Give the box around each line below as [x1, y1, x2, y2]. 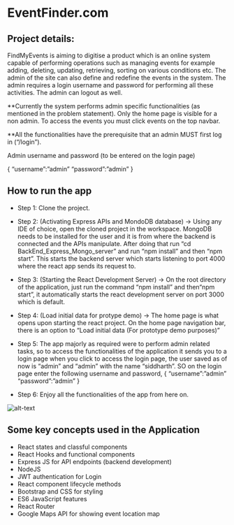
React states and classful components [17, 443, 128, 451]
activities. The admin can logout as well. [7, 89, 123, 96]
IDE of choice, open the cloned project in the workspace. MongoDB [17, 224, 212, 233]
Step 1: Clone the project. [17, 203, 91, 212]
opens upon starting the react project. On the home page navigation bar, [17, 318, 226, 326]
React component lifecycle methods [17, 480, 122, 488]
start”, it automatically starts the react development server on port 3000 [17, 290, 225, 299]
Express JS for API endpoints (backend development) [17, 457, 173, 466]
